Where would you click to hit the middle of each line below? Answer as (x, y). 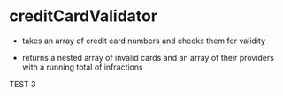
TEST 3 (23, 84)
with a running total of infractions (82, 67)
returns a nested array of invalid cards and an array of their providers (148, 57)
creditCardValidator (83, 16)
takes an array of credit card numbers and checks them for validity (144, 41)
